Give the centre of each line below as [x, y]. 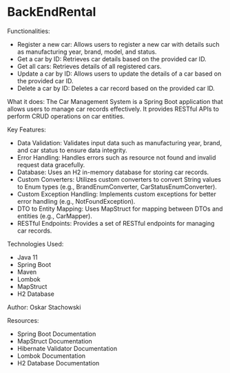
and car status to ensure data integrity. [72, 150]
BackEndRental [52, 12]
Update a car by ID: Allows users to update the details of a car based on [119, 74]
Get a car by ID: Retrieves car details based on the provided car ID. [112, 58]
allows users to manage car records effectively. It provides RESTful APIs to [113, 109]
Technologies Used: [35, 244]
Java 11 [27, 257]
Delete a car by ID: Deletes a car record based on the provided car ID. [116, 88]
